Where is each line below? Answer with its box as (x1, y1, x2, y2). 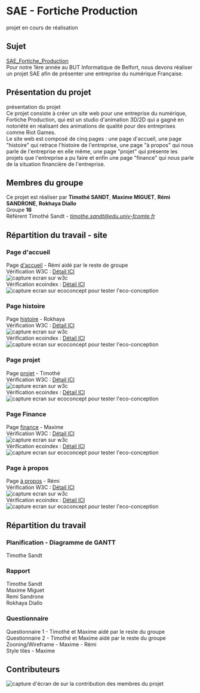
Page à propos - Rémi (6, 478, 60, 485)
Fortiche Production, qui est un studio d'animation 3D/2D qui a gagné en (6, 115, 184, 123)
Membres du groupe (6, 178, 84, 188)
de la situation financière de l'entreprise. (6, 160, 106, 168)
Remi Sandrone (6, 593, 44, 600)
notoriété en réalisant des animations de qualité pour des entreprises (6, 122, 176, 129)
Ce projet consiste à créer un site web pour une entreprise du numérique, (6, 110, 187, 117)
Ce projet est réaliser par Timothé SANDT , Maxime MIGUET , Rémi (6, 193, 171, 201)
